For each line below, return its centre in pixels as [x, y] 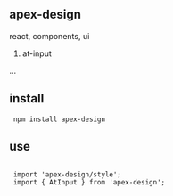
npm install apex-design [59, 119]
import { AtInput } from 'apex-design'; [89, 183]
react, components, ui [49, 36]
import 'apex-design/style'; [67, 175]
